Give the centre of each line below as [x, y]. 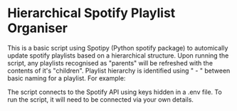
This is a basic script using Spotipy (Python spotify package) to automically [118, 48]
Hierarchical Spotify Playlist [91, 13]
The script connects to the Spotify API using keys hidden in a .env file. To [115, 92]
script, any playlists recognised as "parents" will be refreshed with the [110, 63]
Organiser [38, 28]
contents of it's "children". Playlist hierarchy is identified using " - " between [119, 70]
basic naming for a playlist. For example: [67, 78]
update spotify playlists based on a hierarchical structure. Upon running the [118, 55]
